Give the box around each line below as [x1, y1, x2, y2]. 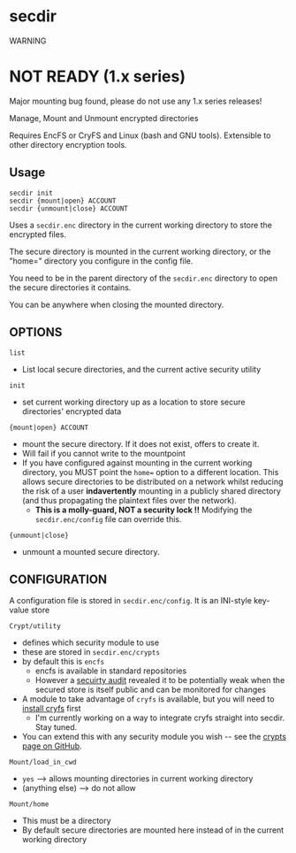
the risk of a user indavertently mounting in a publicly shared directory [21, 485, 281, 496]
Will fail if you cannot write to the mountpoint [21, 448, 186, 458]
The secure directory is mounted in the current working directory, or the [9, 246, 271, 257]
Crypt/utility [9, 622, 62, 631]
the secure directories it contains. [9, 281, 132, 293]
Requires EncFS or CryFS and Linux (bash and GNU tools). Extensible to [9, 130, 271, 141]
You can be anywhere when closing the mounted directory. [9, 299, 224, 310]
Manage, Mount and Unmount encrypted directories [9, 112, 199, 123]
